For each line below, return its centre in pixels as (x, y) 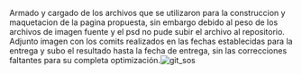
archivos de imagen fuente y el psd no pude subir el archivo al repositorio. (147, 32)
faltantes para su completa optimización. (85, 60)
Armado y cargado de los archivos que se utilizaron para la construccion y (147, 13)
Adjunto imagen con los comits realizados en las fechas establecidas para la (151, 41)
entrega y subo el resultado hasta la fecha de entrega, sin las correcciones (148, 51)
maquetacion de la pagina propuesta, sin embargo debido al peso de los (144, 22)
